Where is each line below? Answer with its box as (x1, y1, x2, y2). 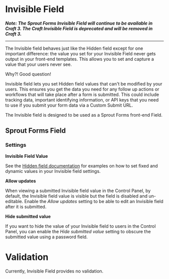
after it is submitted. (5, 204, 47, 210)
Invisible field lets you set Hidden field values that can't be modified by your (5, 80, 162, 86)
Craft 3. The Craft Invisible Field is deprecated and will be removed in (5, 25, 153, 31)
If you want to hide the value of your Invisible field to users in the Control (5, 223, 156, 229)
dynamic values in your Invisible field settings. (5, 168, 101, 174)
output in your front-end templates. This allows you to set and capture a (5, 56, 154, 62)
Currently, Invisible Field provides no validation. (5, 268, 104, 274)
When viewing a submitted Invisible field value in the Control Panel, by (5, 188, 151, 194)
